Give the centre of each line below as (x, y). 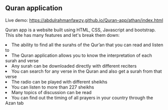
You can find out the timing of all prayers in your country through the (82, 98)
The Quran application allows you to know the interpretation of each (82, 55)
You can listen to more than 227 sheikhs (53, 87)
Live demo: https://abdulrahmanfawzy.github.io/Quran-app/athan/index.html (84, 20)
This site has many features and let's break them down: (62, 35)
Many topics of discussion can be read (52, 92)
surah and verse (22, 60)
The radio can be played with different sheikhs (60, 82)
